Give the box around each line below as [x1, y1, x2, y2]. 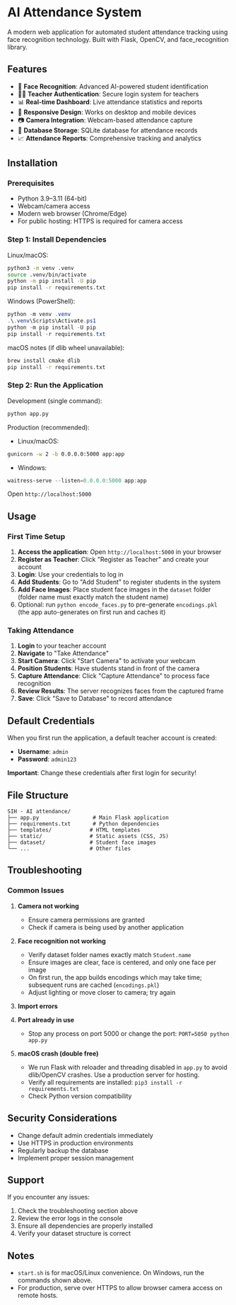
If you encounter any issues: [7, 1193, 90, 1202]
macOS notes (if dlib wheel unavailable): [7, 343, 125, 351]
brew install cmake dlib [7, 357, 81, 364]
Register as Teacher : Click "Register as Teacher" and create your [17, 555, 209, 564]
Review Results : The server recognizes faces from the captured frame [17, 687, 224, 695]
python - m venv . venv [7, 311, 71, 318]
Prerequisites [7, 179, 54, 188]
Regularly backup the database [17, 1146, 109, 1155]
